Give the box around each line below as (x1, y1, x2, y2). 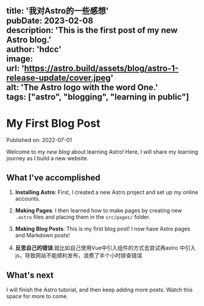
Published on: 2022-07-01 (6, 137, 72, 144)
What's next (6, 270, 54, 280)
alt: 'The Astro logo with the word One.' (6, 82, 158, 93)
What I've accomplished (6, 173, 100, 183)
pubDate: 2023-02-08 (6, 16, 93, 26)
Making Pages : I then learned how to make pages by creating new (15, 207, 183, 215)
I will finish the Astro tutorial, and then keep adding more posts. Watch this (6, 286, 193, 293)
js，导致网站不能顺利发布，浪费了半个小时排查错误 (15, 252, 142, 259)
